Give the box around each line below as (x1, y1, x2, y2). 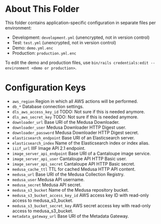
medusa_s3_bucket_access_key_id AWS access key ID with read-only (12, 192, 149, 198)
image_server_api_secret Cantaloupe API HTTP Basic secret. (12, 161, 136, 167)
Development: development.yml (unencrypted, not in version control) (12, 34, 150, 40)
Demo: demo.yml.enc (12, 45, 53, 51)
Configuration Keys (5, 82, 86, 93)
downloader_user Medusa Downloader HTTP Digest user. (12, 124, 126, 130)
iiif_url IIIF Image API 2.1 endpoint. (12, 145, 86, 151)
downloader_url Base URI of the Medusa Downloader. (12, 119, 120, 125)
